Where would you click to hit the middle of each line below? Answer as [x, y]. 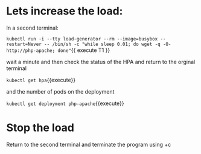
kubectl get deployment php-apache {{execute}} [65, 103]
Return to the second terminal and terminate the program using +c [89, 144]
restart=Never [24, 44]
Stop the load [40, 128]
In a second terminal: [32, 28]
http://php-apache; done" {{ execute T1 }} [58, 50]
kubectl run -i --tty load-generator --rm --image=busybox [82, 39]
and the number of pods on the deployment [60, 91]
